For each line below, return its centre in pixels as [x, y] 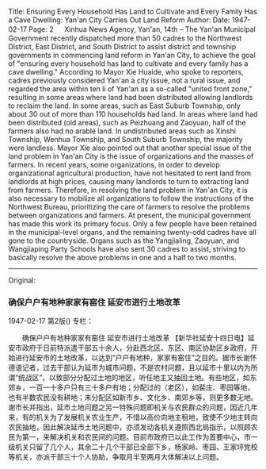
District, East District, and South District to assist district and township [122, 46]
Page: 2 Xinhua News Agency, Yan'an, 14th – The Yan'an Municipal [142, 29]
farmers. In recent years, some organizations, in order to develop [114, 165]
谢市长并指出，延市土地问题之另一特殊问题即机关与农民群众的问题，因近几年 [133, 407]
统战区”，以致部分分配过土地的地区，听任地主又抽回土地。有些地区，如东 [138, 378]
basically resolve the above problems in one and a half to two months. [122, 258]
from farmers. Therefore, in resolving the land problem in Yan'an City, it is [128, 190]
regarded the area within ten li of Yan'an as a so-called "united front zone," [130, 89]
